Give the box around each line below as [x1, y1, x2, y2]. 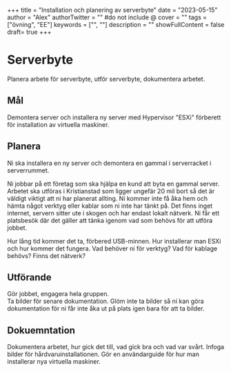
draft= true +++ [7, 28, 52, 36]
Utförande [7, 271, 52, 283]
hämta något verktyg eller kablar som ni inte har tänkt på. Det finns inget [7, 202, 213, 210]
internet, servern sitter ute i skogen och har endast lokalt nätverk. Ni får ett [7, 208, 219, 217]
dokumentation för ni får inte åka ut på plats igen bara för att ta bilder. [7, 304, 205, 313]
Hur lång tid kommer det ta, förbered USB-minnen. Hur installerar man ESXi [7, 237, 221, 245]
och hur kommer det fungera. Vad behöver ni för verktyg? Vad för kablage [7, 244, 218, 253]
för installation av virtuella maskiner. [7, 120, 110, 128]
